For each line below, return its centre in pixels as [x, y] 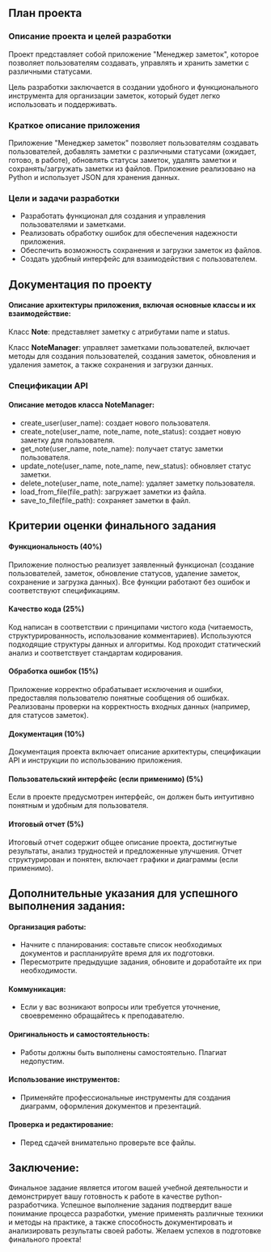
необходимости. [49, 971]
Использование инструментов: [64, 1079]
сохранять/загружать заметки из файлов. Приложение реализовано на [132, 169]
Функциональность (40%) [55, 546]
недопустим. [42, 1061]
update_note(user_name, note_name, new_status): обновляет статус [135, 466]
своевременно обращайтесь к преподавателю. [102, 1015]
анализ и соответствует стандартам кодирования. [96, 652]
